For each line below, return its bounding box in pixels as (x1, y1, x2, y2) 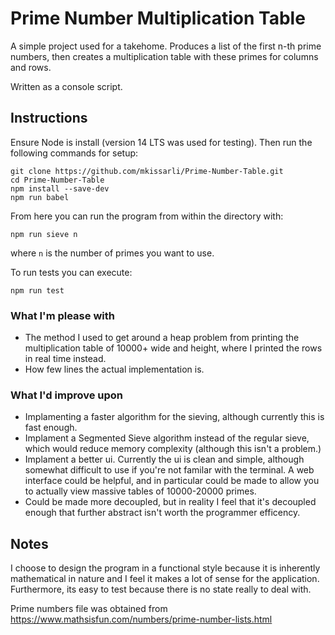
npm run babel (10, 192, 70, 202)
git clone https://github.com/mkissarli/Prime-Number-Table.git (10, 166, 284, 176)
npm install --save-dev (10, 183, 110, 194)
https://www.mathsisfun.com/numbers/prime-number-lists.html (10, 613, 273, 626)
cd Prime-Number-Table (10, 175, 105, 185)
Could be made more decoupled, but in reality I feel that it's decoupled (24, 496, 317, 508)
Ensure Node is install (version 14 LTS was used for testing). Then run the (10, 136, 313, 148)
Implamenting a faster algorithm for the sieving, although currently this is (24, 411, 325, 423)
